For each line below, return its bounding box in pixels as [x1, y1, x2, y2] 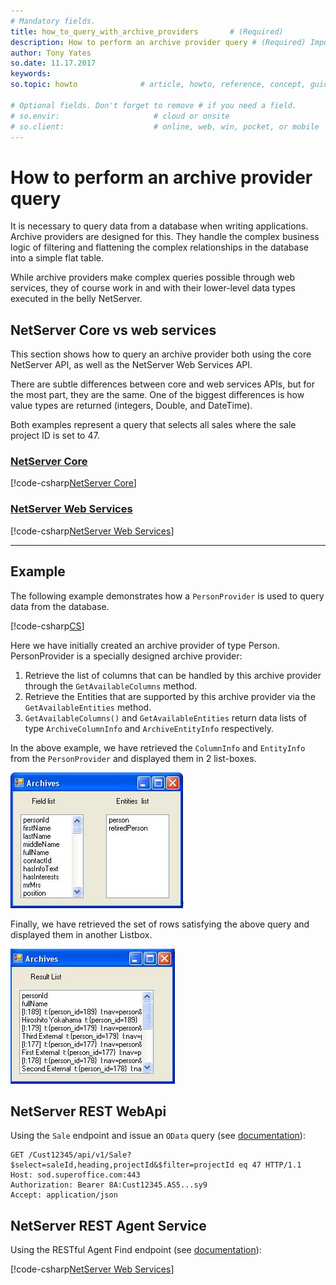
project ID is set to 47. [10, 430, 100, 442]
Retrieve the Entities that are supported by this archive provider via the [24, 690, 316, 702]
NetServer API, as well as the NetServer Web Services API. [10, 359, 253, 371]
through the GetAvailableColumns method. [24, 680, 198, 692]
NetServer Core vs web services [10, 321, 217, 339]
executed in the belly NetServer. [10, 293, 143, 305]
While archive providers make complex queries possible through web [10, 271, 295, 284]
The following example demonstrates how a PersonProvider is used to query [10, 590, 325, 602]
